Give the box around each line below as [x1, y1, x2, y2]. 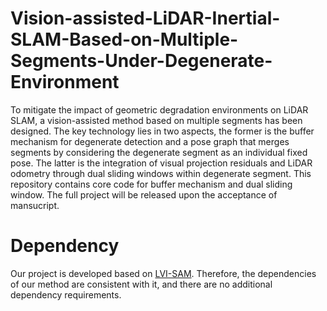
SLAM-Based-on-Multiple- [10, 28, 239, 51]
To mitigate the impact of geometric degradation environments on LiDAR [10, 103, 309, 116]
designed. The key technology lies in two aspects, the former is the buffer [10, 125, 315, 137]
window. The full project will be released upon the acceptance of [10, 188, 278, 201]
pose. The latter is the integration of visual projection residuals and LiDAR [10, 157, 313, 169]
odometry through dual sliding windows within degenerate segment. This [10, 167, 312, 179]
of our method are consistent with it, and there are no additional [10, 278, 273, 290]
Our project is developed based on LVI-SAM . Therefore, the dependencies [10, 267, 317, 279]
